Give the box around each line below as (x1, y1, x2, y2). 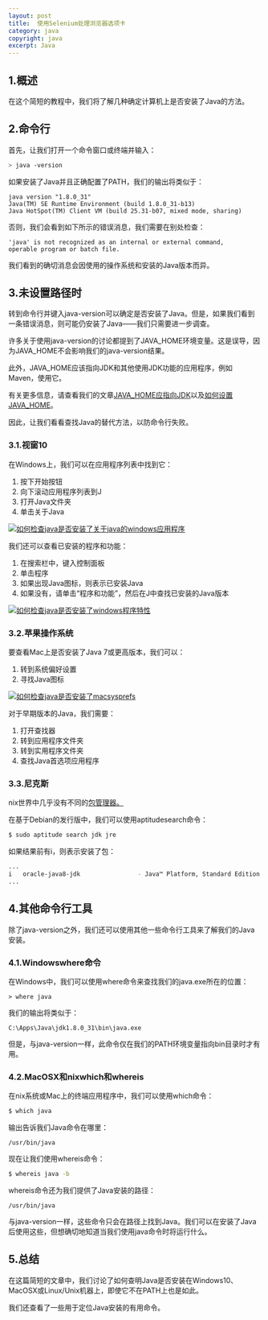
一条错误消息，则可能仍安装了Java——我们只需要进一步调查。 (8, 319, 214, 328)
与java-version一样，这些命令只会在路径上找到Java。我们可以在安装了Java (8, 1216, 257, 1226)
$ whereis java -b (8, 1170, 70, 1178)
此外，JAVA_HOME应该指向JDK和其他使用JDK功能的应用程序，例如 (8, 363, 233, 373)
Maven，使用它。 (8, 373, 67, 383)
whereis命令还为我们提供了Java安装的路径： (8, 1185, 156, 1195)
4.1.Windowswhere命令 (8, 957, 102, 968)
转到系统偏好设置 (19, 665, 77, 674)
